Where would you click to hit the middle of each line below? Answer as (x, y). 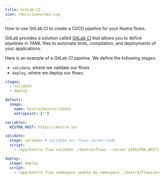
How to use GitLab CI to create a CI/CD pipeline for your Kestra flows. (76, 28)
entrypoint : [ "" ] (32, 113)
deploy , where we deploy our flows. (48, 72)
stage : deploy (24, 163)
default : (14, 100)
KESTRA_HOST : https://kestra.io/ (44, 127)
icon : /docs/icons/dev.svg (33, 14)
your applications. (23, 48)
